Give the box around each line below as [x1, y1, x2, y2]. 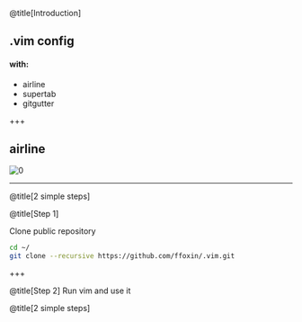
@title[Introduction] [9, 8, 82, 18]
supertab [22, 88, 57, 99]
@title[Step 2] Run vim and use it [9, 285, 131, 296]
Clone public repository [9, 226, 96, 237]
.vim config [9, 33, 75, 49]
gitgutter [22, 98, 55, 109]
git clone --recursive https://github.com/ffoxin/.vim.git [9, 252, 235, 261]
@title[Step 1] [9, 209, 59, 219]
